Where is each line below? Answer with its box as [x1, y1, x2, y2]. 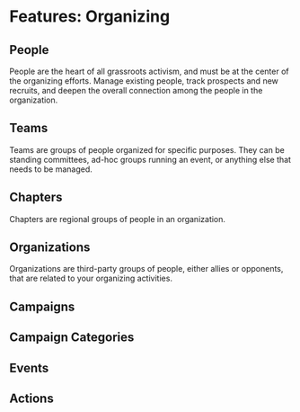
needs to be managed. [9, 164, 93, 175]
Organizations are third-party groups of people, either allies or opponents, [9, 264, 284, 274]
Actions [9, 391, 54, 406]
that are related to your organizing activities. [9, 273, 173, 284]
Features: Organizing [9, 6, 171, 27]
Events [9, 360, 49, 375]
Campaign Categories [9, 330, 135, 345]
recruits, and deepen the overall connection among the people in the [9, 85, 263, 95]
